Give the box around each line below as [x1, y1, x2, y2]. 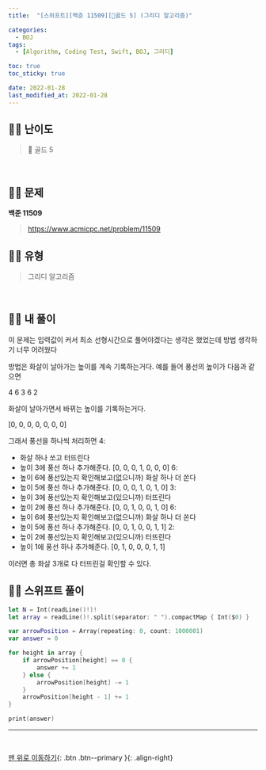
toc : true [8, 63, 41, 71]
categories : [8, 25, 47, 34]
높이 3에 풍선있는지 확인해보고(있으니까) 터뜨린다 [19, 492, 172, 501]
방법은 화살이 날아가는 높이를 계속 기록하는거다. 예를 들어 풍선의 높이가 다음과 [8, 361, 247, 371]
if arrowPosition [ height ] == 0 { [22, 657, 133, 665]
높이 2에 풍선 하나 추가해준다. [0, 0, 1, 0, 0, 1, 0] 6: [19, 502, 177, 512]
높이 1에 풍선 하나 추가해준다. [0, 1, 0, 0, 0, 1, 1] [19, 542, 165, 551]
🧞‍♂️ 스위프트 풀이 [8, 584, 85, 598]
